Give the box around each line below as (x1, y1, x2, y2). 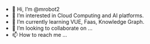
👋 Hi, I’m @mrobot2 (11, 6, 60, 12)
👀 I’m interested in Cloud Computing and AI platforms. (11, 12, 144, 19)
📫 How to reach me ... (11, 32, 67, 38)
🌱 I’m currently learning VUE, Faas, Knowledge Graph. (11, 18, 145, 25)
